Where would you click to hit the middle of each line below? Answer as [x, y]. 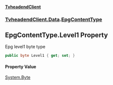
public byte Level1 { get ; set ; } [40, 56]
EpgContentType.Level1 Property [56, 35]
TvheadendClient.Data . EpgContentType [54, 19]
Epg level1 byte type [25, 47]
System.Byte [18, 77]
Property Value [21, 67]
